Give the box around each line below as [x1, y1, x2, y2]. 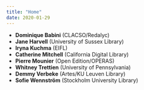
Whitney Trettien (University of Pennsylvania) [15, 63, 131, 71]
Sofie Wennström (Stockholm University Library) [15, 77, 139, 84]
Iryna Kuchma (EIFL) [15, 44, 68, 52]
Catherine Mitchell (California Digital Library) [15, 50, 129, 58]
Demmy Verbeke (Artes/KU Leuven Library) [15, 70, 126, 77]
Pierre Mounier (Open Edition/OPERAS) [15, 57, 115, 64]
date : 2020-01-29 [6, 15, 50, 21]
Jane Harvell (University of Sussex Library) [15, 38, 125, 45]
